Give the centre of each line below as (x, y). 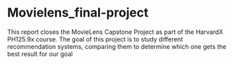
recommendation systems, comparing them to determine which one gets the (117, 46)
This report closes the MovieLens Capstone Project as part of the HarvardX (115, 32)
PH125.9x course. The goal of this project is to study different (95, 39)
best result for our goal (40, 54)
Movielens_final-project (78, 13)
